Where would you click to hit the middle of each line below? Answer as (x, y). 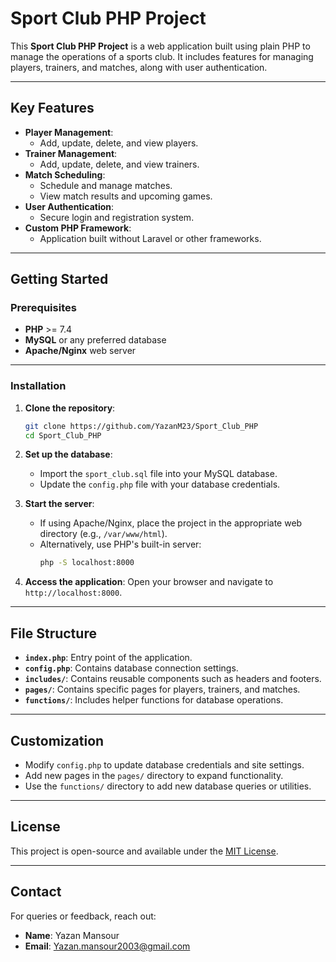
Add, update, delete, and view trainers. (119, 164)
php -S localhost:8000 (87, 563)
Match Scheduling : (65, 174)
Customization (57, 740)
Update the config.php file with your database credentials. (160, 484)
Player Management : (69, 132)
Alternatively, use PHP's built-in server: (120, 544)
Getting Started (59, 279)
